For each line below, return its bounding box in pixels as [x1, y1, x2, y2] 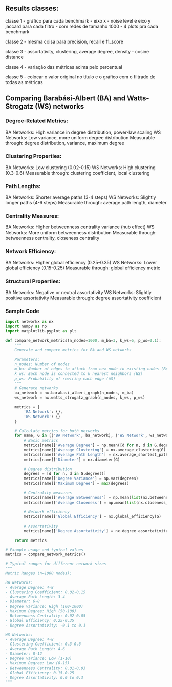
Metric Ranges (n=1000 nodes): [5, 571, 72, 576]
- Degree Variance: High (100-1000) [5, 604, 83, 609]
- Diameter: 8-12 [5, 651, 42, 656]
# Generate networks [14, 385, 58, 391]
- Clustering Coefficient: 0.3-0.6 [5, 641, 81, 647]
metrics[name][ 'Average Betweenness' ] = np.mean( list [24, 495, 141, 500]
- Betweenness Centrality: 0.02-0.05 [5, 613, 86, 619]
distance [5, 54, 24, 60]
